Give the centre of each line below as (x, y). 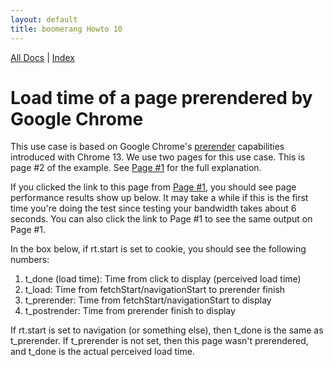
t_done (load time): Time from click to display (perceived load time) (163, 279)
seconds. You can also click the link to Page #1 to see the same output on (161, 219)
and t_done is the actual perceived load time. (102, 352)
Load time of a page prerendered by (161, 97)
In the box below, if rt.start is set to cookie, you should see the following (158, 249)
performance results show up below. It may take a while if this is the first (159, 198)
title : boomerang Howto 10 (66, 29)
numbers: (30, 260)
